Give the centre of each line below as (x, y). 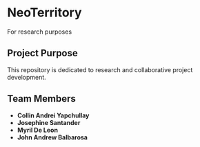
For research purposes (40, 32)
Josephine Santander (49, 122)
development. (27, 77)
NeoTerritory (44, 13)
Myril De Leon (38, 130)
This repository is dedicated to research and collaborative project (100, 69)
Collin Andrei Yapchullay (53, 115)
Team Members (41, 99)
